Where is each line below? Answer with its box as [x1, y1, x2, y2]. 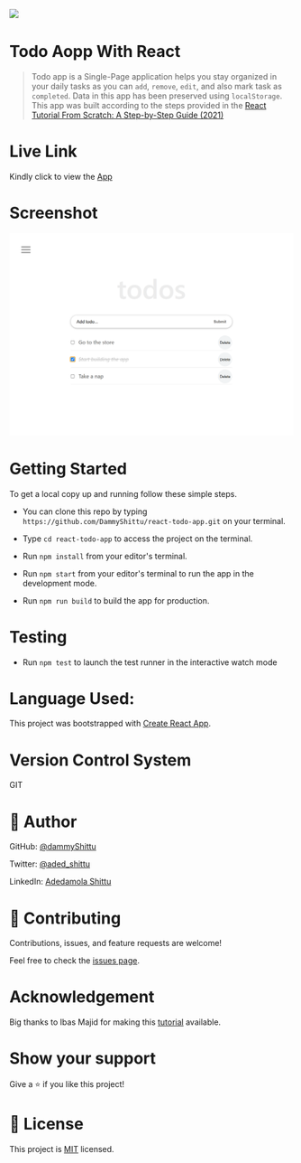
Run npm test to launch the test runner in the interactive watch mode [22, 656, 278, 668]
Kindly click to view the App [9, 171, 113, 182]
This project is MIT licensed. [9, 1144, 114, 1155]
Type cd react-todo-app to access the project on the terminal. [22, 533, 253, 544]
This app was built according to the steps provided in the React [31, 99, 267, 110]
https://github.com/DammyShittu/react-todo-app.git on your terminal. [22, 515, 286, 526]
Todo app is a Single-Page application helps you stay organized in [31, 70, 278, 81]
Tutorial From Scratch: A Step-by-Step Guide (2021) [31, 109, 224, 120]
